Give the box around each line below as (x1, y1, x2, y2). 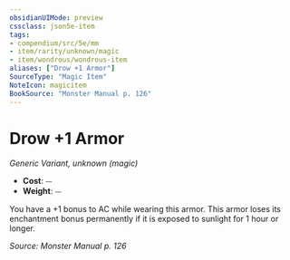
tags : (9, 30, 30, 39)
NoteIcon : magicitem (9, 81, 88, 90)
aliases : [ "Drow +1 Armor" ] (9, 64, 116, 73)
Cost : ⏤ (22, 176, 53, 187)
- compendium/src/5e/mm (9, 38, 100, 48)
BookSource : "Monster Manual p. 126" (9, 89, 152, 98)
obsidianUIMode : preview (9, 13, 103, 23)
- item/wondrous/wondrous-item (9, 55, 128, 64)
